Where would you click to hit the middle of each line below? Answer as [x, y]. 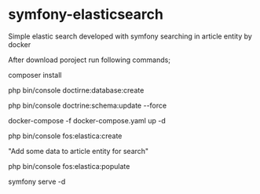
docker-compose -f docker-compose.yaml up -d [87, 120]
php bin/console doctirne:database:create [76, 90]
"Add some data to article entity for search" [79, 151]
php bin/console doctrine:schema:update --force [88, 105]
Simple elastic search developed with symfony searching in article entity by [130, 36]
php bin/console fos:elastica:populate [69, 166]
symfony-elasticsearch [86, 15]
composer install [35, 75]
